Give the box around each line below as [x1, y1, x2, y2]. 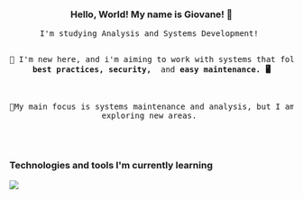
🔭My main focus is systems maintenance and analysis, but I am [9, 102, 295, 112]
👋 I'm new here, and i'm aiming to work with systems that [9, 54, 277, 65]
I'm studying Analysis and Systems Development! [39, 29, 259, 39]
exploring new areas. [101, 111, 197, 121]
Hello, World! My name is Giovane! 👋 [70, 8, 233, 21]
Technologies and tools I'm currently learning [9, 159, 214, 172]
